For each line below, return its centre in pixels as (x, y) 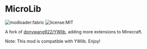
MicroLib (23, 9)
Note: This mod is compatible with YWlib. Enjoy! (53, 41)
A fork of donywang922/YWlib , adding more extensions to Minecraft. (74, 32)
